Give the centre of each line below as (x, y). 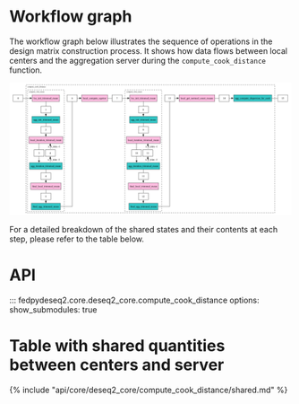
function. (26, 70)
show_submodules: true (53, 310)
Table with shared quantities (117, 346)
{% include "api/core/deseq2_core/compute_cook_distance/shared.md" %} (149, 390)
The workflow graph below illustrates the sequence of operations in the (141, 41)
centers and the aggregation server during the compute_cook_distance (138, 60)
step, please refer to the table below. (77, 239)
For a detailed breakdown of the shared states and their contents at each (144, 230)
